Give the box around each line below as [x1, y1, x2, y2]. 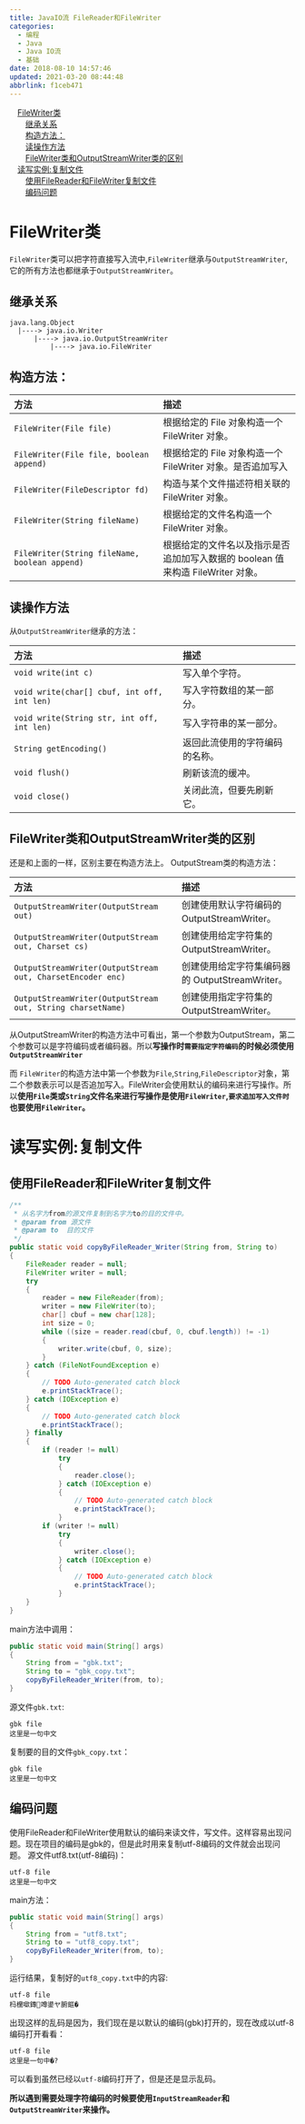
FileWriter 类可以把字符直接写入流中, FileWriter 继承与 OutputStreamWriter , [9, 253, 289, 264]
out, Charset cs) [14, 941, 89, 951]
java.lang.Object [9, 319, 75, 328]
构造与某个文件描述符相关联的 [162, 478, 290, 491]
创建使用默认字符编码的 [181, 898, 282, 911]
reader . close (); [74, 1471, 136, 1480]
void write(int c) [14, 668, 93, 678]
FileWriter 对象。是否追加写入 [162, 461, 289, 473]
